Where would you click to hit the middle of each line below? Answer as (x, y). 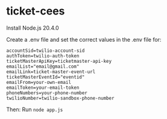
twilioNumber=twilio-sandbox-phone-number (60, 98)
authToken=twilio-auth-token (43, 56)
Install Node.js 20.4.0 (33, 28)
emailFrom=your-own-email (39, 82)
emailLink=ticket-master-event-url (51, 72)
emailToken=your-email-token (43, 88)
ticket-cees (36, 11)
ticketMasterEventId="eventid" (46, 77)
